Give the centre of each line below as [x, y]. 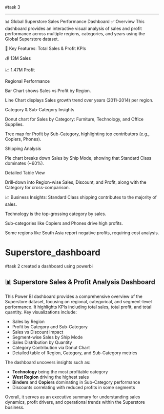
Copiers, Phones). [23, 139]
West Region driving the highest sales [51, 377]
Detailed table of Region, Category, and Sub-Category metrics [75, 353]
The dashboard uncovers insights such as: [48, 362]
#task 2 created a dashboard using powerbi [49, 266]
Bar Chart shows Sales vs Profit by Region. [48, 91]
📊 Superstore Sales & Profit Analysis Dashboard [80, 282]
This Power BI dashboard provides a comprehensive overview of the [74, 296]
